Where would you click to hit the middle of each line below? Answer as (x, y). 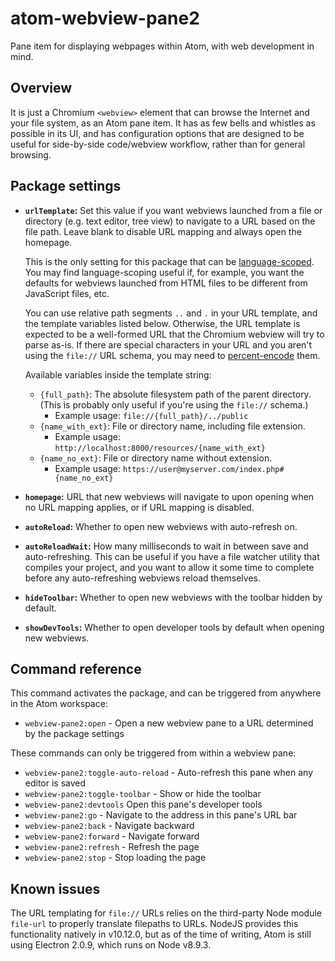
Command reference (76, 668)
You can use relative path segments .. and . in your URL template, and (171, 313)
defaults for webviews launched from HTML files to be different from (166, 283)
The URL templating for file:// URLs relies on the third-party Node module (166, 913)
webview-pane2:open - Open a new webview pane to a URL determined (169, 723)
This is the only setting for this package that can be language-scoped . (169, 261)
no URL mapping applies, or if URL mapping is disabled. (139, 507)
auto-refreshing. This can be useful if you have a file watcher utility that (172, 556)
